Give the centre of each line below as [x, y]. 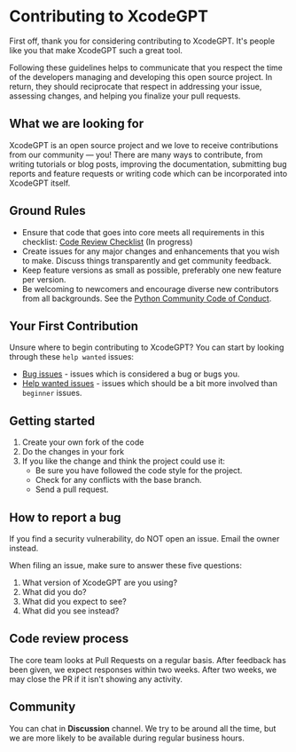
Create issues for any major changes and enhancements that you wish [151, 251]
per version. [44, 279]
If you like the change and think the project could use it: [124, 461]
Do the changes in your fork [73, 452]
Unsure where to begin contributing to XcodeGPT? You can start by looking [147, 347]
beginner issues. [52, 393]
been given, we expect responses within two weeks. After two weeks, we [143, 669]
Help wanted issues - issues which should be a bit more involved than [149, 384]
